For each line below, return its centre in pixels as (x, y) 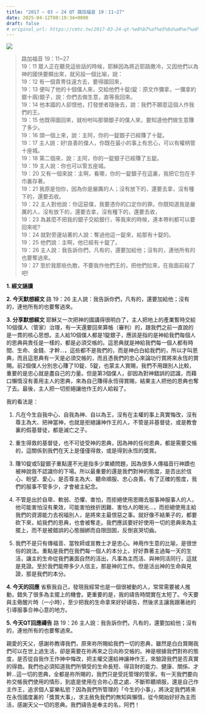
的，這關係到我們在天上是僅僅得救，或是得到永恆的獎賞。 (87, 451)
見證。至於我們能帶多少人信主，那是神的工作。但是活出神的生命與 (103, 566)
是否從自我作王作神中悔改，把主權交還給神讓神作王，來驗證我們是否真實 (108, 659)
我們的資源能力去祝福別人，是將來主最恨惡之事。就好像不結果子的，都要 (106, 515)
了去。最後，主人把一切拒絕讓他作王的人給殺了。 (68, 389)
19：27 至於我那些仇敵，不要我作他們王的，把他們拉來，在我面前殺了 (108, 265)
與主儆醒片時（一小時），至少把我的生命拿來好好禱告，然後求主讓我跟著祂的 (101, 602)
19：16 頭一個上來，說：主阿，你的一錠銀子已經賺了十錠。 (94, 135)
